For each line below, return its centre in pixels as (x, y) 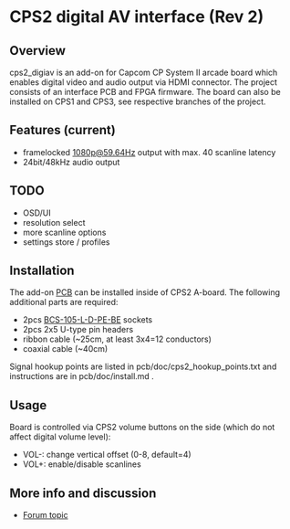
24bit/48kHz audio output (71, 162)
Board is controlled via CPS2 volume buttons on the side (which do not (142, 428)
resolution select (54, 222)
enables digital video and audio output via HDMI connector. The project (144, 82)
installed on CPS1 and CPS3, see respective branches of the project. (138, 101)
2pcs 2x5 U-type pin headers (78, 330)
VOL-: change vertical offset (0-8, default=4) (107, 455)
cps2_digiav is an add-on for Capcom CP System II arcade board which (144, 72)
